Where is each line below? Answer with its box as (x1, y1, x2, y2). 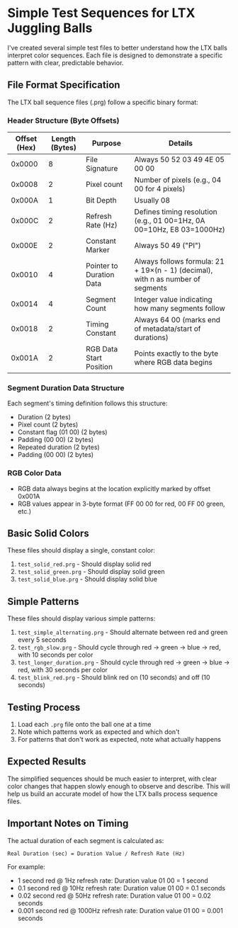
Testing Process (7, 701, 81, 713)
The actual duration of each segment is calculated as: (7, 836, 164, 844)
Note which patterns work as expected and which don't (17, 728, 180, 736)
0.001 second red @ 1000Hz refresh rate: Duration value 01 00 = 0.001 (17, 906, 223, 915)
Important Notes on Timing (7, 817, 129, 830)
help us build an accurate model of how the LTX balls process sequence (7, 789, 218, 798)
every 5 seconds (17, 635, 67, 644)
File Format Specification (7, 79, 120, 91)
